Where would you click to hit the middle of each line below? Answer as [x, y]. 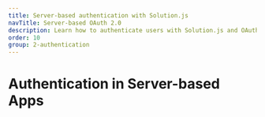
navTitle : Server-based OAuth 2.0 [65, 23]
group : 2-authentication [49, 45]
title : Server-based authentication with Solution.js [99, 15]
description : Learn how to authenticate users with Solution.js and [123, 30]
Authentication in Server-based [114, 84]
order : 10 [24, 38]
